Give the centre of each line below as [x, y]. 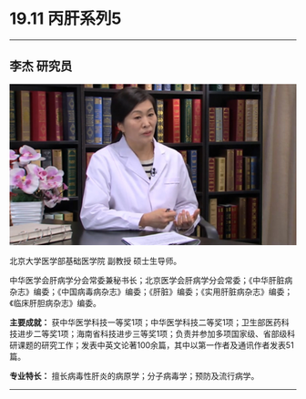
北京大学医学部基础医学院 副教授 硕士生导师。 [96, 261]
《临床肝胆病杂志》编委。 [56, 303]
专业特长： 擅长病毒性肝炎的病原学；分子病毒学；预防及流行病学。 [134, 376]
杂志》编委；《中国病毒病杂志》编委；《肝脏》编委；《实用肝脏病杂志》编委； [151, 292]
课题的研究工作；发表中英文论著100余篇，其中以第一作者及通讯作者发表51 [155, 345]
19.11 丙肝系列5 [66, 19]
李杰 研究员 [41, 66]
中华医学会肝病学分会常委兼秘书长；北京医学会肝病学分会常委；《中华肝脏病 [151, 281]
